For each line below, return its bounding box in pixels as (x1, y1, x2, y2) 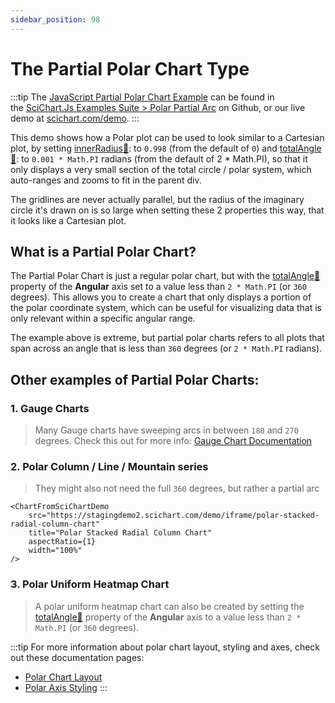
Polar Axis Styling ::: (24, 681, 108, 693)
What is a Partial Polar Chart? (10, 243, 197, 260)
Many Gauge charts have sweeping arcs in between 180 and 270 (34, 424, 299, 436)
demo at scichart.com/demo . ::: (10, 112, 140, 124)
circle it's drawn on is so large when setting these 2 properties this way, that (10, 204, 325, 216)
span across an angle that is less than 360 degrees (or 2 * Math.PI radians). (10, 342, 323, 355)
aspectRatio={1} (28, 537, 97, 547)
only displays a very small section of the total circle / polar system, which (10, 163, 312, 175)
